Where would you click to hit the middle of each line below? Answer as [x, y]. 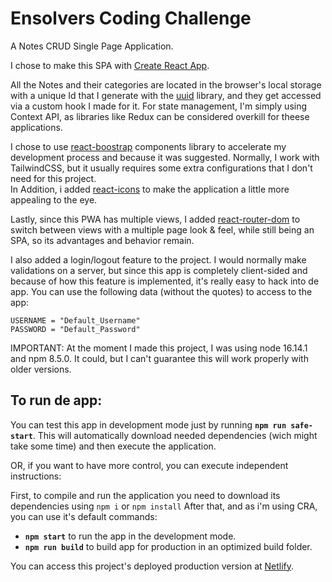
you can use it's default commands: [84, 516]
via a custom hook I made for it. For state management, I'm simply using [159, 106]
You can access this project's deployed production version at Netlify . [152, 566]
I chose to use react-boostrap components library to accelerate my [148, 146]
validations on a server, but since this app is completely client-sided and [159, 270]
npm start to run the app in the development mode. [130, 536]
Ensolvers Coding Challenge [131, 18]
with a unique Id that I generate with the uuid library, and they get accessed [166, 95]
